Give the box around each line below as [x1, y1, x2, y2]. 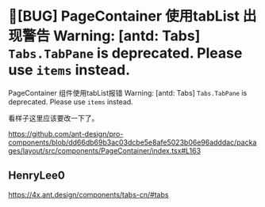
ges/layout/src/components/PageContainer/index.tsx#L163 [8, 145, 201, 155]
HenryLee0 [8, 169, 65, 183]
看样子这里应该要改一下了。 [8, 113, 99, 122]
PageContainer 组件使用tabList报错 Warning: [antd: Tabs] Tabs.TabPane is [8, 88, 248, 97]
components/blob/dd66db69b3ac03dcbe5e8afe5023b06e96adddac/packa [8, 137, 257, 147]
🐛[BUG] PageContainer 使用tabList [8, 7, 240, 25]
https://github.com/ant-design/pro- [8, 129, 124, 138]
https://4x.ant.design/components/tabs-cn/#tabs [8, 190, 169, 199]
